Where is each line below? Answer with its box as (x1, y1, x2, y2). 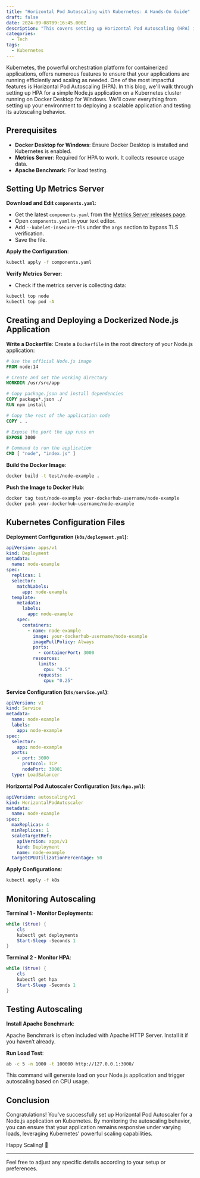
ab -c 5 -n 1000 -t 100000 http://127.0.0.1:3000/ (6, 1061, 135, 1067)
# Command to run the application (6, 445, 92, 451)
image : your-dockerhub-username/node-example (32, 633, 148, 639)
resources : (32, 656, 60, 662)
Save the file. (14, 236, 48, 244)
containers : (21, 622, 52, 628)
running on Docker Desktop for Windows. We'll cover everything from (6, 95, 177, 102)
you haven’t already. (6, 1037, 56, 1045)
